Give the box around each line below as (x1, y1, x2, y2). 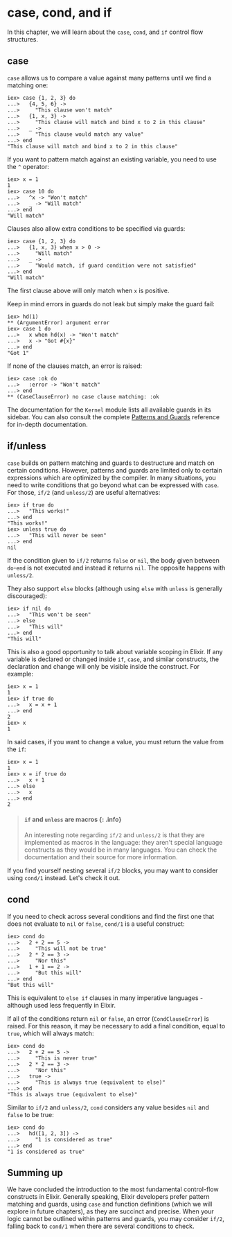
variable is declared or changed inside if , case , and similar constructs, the (7, 655, 220, 663)
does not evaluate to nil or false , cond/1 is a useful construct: (7, 920, 185, 928)
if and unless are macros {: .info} (24, 816, 123, 824)
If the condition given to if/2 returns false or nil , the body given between (7, 556, 220, 564)
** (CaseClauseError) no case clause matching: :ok (7, 393, 159, 400)
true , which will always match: (7, 1029, 94, 1037)
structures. (7, 35, 38, 43)
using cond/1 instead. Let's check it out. (7, 873, 121, 881)
